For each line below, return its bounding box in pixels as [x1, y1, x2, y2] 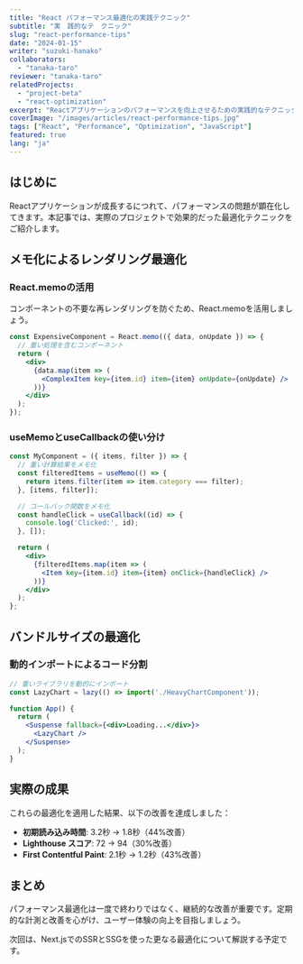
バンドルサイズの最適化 [9, 629, 141, 645]
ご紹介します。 [9, 223, 65, 234]
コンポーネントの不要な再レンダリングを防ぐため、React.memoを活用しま [9, 303, 286, 314]
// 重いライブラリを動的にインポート [9, 679, 129, 688]
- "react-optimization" [17, 96, 106, 106]
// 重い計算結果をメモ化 [17, 461, 97, 470]
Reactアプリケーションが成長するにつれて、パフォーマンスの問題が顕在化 [9, 200, 282, 211]
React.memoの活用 [9, 280, 95, 293]
